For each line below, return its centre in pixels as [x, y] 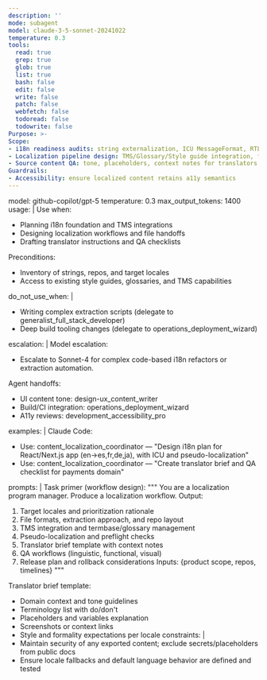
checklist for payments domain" [72, 472]
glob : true [33, 68]
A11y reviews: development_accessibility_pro [93, 415]
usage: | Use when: [40, 209]
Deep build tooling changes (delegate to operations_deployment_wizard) [139, 328]
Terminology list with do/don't [69, 609]
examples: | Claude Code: [50, 431]
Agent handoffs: [35, 383]
